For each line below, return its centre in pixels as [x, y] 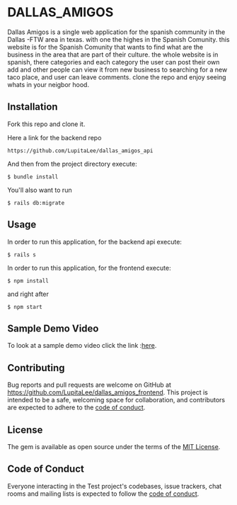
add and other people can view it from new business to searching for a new [117, 69]
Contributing [36, 368]
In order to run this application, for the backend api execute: [95, 242]
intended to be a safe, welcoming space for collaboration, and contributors [116, 400]
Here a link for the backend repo [54, 137]
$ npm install [28, 280]
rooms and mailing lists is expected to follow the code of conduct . [103, 494]
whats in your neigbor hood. [48, 84]
